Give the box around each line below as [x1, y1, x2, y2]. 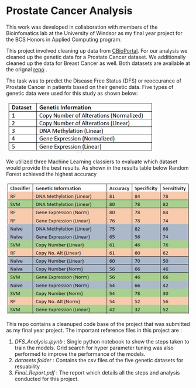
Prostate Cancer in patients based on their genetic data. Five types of [6, 83, 174, 90]
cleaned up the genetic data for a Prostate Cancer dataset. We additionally [6, 53, 186, 60]
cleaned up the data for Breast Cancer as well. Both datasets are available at [6, 60, 190, 67]
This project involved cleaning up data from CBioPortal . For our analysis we [6, 47, 188, 54]
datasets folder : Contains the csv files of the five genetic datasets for [14, 356, 184, 363]
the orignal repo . [6, 66, 48, 73]
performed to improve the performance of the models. [14, 350, 146, 358]
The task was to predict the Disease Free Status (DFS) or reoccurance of [6, 77, 181, 84]
